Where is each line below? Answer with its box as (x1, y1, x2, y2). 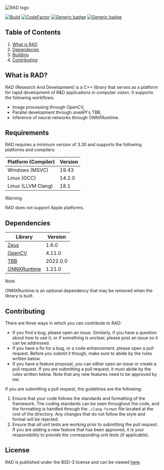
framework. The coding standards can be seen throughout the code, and (12, 401, 160, 407)
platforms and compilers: (5, 147, 55, 153)
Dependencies (5, 219, 50, 227)
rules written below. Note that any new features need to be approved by (12, 371, 158, 377)
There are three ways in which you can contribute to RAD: (5, 320, 122, 326)
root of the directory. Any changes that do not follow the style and (12, 411, 145, 417)
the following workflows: (5, 95, 55, 100)
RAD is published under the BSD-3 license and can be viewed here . (5, 459, 141, 465)
